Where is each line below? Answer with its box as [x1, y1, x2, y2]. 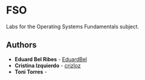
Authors [6, 40, 37, 50]
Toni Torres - [14, 68, 48, 75]
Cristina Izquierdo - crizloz [14, 62, 81, 69]
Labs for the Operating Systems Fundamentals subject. [6, 23, 139, 30]
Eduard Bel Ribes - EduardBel [14, 55, 87, 62]
